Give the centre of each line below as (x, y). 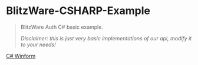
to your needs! (38, 45)
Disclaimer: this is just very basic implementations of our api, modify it (106, 38)
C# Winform (21, 56)
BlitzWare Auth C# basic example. (62, 27)
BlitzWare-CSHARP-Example (78, 11)
